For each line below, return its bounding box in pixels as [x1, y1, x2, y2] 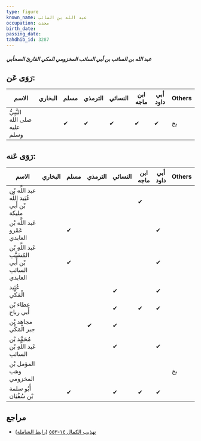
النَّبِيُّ [9, 108, 22, 116]
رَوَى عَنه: [6, 151, 36, 161]
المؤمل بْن [9, 359, 35, 368]
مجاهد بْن [9, 317, 33, 326]
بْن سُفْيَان [9, 392, 33, 400]
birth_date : [6, 25, 36, 32]
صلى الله [9, 115, 32, 124]
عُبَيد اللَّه [9, 194, 31, 202]
